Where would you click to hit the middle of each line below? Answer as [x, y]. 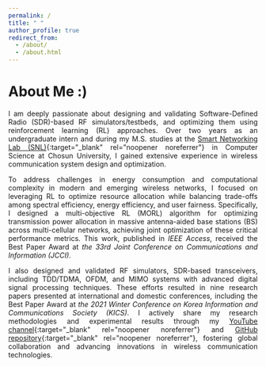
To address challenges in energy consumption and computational [133, 179]
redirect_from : [33, 38]
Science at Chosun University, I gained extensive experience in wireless [133, 155]
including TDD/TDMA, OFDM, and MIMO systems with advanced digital [133, 279]
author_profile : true [44, 30]
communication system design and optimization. [87, 164]
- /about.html [38, 52]
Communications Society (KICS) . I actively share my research [133, 312]
